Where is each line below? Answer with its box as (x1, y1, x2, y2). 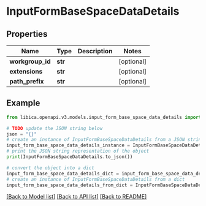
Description (77, 47, 113, 55)
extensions (9, 67, 43, 75)
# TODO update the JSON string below (6, 125, 103, 131)
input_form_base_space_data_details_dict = (6, 170, 120, 177)
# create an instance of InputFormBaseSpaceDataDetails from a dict (6, 176, 185, 182)
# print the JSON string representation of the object (6, 148, 150, 154)
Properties (6, 29, 48, 39)
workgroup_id (9, 57, 51, 66)
